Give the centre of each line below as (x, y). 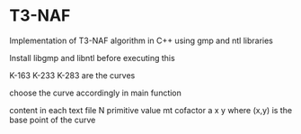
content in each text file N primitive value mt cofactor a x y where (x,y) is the (151, 110)
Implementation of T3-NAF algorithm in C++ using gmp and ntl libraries (142, 40)
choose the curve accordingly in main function (96, 93)
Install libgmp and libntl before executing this (92, 58)
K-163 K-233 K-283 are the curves (72, 75)
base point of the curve (53, 120)
